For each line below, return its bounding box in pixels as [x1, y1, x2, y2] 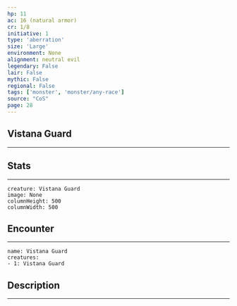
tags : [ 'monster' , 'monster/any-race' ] [7, 89, 125, 96]
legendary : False [7, 63, 59, 70]
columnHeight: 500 [7, 198, 61, 205]
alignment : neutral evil [7, 56, 80, 63]
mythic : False [7, 75, 49, 83]
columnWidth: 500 [7, 203, 59, 211]
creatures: [7, 254, 39, 261]
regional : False [7, 82, 55, 89]
